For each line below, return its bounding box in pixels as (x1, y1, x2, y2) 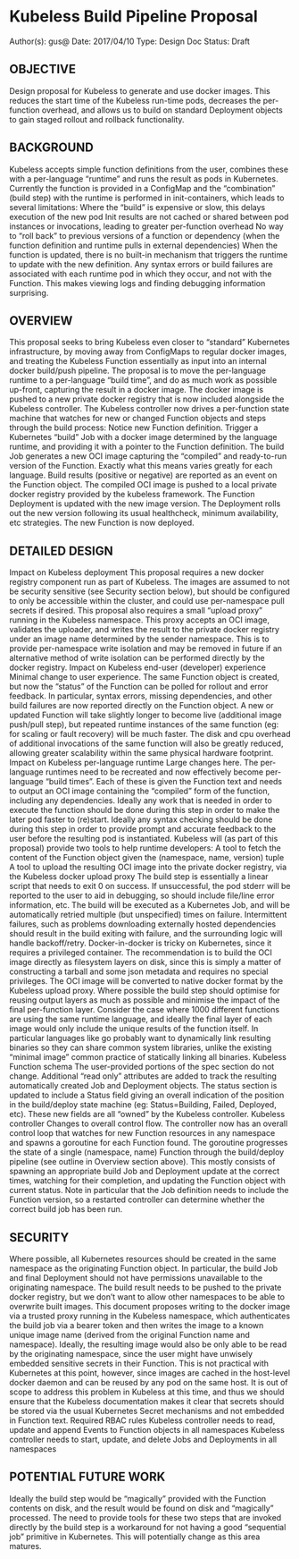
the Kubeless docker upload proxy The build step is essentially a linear (9, 871, 270, 882)
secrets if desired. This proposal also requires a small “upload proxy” (9, 606, 263, 616)
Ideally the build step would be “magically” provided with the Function (9, 1493, 267, 1504)
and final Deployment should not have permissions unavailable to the (9, 1273, 263, 1283)
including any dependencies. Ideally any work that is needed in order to (9, 795, 272, 806)
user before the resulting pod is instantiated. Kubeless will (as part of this (9, 834, 278, 844)
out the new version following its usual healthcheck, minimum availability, (9, 508, 279, 519)
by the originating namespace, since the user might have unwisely (9, 1349, 253, 1359)
